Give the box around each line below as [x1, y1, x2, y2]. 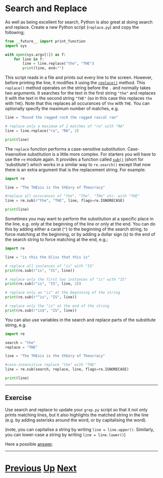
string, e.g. [5, 322, 27, 328]
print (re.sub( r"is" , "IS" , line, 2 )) [5, 281, 81, 287]
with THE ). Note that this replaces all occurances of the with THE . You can [5, 100, 150, 106]
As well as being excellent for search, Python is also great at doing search [5, 19, 153, 25]
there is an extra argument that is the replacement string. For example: [5, 167, 146, 172]
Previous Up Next [5, 462, 77, 474]
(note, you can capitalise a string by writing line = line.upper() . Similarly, [5, 426, 154, 432]
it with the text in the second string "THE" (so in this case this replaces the [5, 96, 152, 101]
